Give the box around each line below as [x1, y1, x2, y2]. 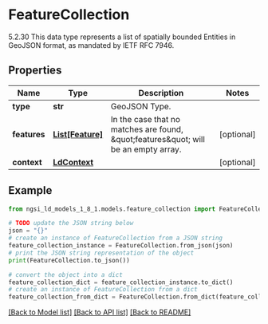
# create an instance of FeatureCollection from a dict [8, 286, 198, 294]
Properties [8, 64, 62, 77]
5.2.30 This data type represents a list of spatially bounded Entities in [8, 32, 236, 41]
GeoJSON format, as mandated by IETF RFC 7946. [8, 40, 175, 49]
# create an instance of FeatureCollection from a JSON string [8, 234, 223, 243]
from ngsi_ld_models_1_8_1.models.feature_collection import [8, 205, 216, 213]
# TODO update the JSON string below [8, 219, 134, 227]
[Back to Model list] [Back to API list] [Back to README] [8, 307, 191, 317]
